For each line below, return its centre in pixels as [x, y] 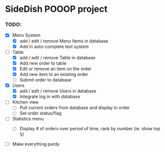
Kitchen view [25, 102]
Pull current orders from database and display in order [75, 108]
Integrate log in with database [50, 97]
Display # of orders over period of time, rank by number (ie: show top [90, 129]
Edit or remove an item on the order [56, 69]
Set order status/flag [40, 113]
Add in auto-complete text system [54, 46]
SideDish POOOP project [56, 9]
